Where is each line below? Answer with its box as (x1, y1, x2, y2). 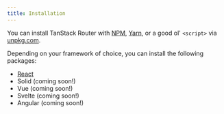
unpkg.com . (7, 35, 41, 44)
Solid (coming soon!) (16, 76, 76, 85)
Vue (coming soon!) (16, 84, 73, 92)
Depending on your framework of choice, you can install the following (7, 49, 204, 57)
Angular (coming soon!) (16, 98, 84, 106)
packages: (7, 56, 37, 65)
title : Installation (7, 10, 66, 17)
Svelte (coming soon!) (16, 91, 80, 100)
